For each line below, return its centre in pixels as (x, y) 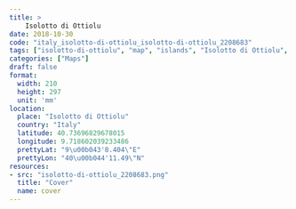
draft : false (33, 68)
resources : (29, 166)
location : (28, 109)
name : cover (40, 191)
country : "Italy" (49, 125)
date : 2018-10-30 (41, 34)
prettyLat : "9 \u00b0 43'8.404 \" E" (79, 149)
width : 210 (37, 84)
